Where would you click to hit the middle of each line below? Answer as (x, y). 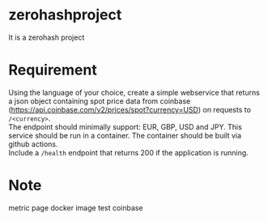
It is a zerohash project (47, 37)
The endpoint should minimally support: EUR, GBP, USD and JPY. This (125, 126)
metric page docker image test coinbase (76, 207)
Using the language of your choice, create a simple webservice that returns (134, 92)
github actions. (33, 144)
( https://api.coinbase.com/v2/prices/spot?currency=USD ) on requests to (130, 109)
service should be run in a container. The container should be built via (125, 135)
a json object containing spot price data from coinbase (100, 101)
